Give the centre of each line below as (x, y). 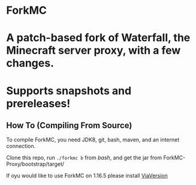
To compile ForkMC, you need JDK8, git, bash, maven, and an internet (93, 140)
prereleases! (38, 103)
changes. (30, 63)
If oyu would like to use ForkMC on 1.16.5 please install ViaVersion (87, 176)
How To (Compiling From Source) (69, 125)
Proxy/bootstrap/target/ (35, 164)
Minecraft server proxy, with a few (94, 51)
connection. (21, 146)
